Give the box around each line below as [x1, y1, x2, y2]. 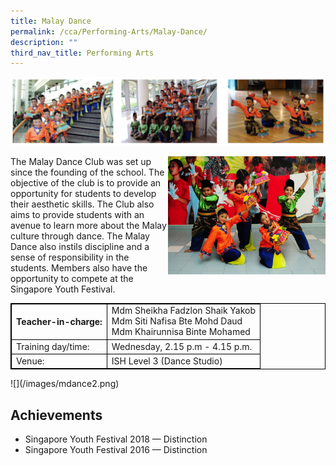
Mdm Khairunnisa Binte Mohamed [111, 326, 251, 338]
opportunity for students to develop [10, 187, 157, 199]
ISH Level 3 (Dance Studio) [111, 355, 223, 367]
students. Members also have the [10, 261, 148, 274]
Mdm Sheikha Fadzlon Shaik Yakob [111, 305, 257, 317]
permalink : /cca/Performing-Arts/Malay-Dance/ [10, 26, 208, 37]
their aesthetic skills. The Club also [10, 198, 155, 210]
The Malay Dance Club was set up [10, 155, 152, 167]
